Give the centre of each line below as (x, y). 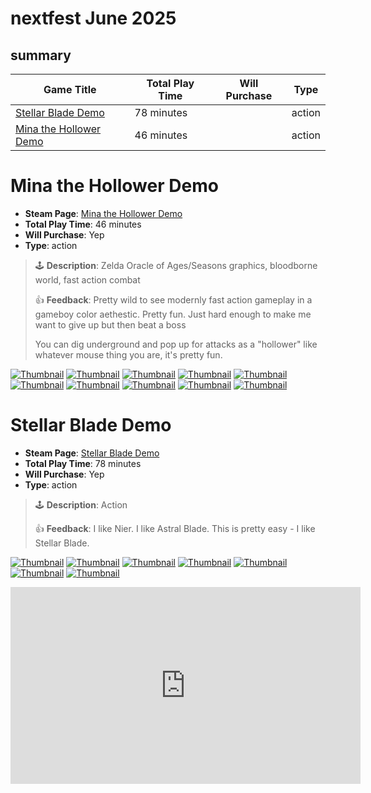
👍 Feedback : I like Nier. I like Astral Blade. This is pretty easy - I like (175, 528)
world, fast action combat (87, 279)
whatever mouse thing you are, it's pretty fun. (128, 354)
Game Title (70, 89)
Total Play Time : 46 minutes (83, 224)
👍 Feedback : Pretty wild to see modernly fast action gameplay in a (173, 299)
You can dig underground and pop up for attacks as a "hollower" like (176, 344)
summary (41, 55)
